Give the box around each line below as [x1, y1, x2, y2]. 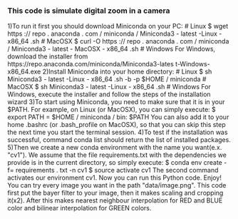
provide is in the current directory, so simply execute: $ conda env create [7, 158, 222, 167]
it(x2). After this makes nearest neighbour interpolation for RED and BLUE [7, 196, 223, 205]
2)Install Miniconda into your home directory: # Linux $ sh [42, 67, 212, 76]
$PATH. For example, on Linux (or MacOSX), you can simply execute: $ [7, 106, 216, 114]
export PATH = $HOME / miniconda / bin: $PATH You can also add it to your [7, 113, 229, 121]
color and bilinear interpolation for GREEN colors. [7, 204, 152, 213]
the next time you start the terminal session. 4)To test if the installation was [7, 128, 228, 137]
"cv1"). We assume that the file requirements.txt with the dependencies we [7, 151, 227, 159]
